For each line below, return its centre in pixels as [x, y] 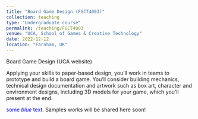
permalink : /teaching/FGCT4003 [45, 28]
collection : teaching [33, 17]
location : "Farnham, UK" [37, 45]
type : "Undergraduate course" [44, 22]
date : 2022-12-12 [28, 39]
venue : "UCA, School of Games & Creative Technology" [74, 34]
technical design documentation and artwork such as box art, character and [99, 85]
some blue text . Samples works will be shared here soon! [76, 110]
